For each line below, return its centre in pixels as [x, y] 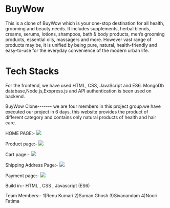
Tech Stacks [32, 71]
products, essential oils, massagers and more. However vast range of [79, 40]
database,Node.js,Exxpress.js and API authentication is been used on [79, 91]
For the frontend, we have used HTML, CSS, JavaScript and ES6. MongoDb [85, 85]
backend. [15, 96]
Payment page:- [22, 176]
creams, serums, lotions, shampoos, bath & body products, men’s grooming [85, 34]
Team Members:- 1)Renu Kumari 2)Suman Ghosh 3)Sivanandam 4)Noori [81, 195]
